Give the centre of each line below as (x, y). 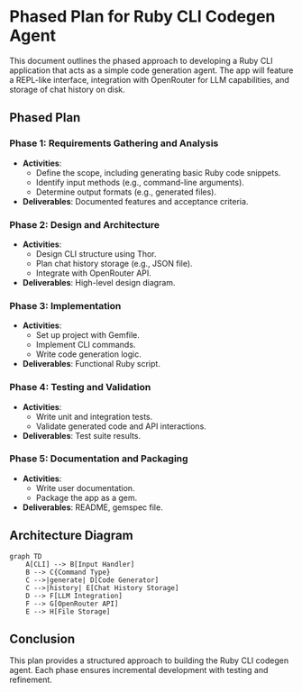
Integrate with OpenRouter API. (93, 273)
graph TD (26, 556)
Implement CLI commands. (86, 345)
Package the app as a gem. (87, 497)
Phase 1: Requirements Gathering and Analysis (114, 143)
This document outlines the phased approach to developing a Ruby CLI (141, 60)
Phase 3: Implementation (65, 305)
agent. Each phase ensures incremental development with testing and (139, 670)
